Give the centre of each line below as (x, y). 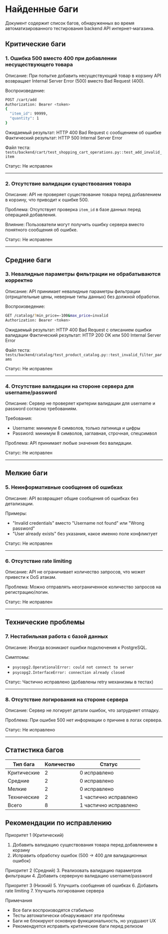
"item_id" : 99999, (29, 114)
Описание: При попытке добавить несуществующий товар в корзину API (83, 76)
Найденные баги (42, 9)
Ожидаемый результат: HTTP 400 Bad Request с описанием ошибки (78, 330)
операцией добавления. (31, 215)
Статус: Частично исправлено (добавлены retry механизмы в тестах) (79, 682)
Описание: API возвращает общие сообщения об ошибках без (72, 498)
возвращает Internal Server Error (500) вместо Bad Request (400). (75, 81)
